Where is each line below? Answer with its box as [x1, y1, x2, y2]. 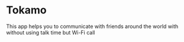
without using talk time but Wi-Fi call [6, 29, 95, 36]
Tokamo [6, 3, 47, 17]
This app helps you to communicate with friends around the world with [6, 23, 179, 30]
